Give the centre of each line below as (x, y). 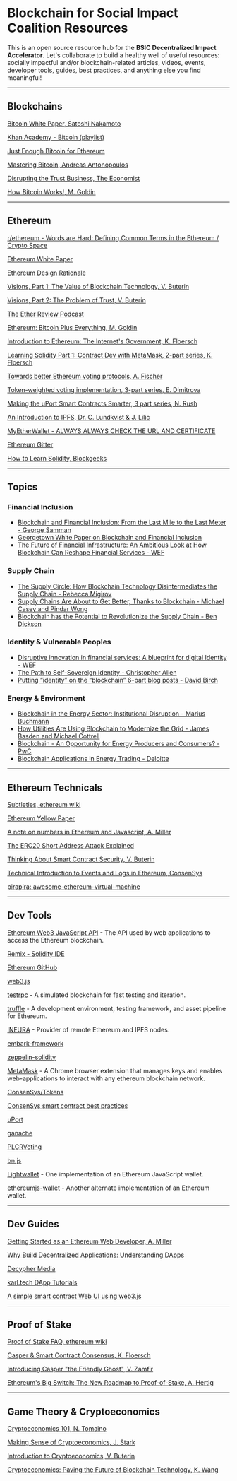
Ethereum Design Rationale (47, 273)
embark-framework (36, 1043)
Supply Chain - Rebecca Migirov (65, 594)
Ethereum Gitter (30, 444)
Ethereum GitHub (32, 967)
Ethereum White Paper (40, 259)
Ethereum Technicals (55, 787)
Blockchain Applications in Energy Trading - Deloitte (93, 759)
